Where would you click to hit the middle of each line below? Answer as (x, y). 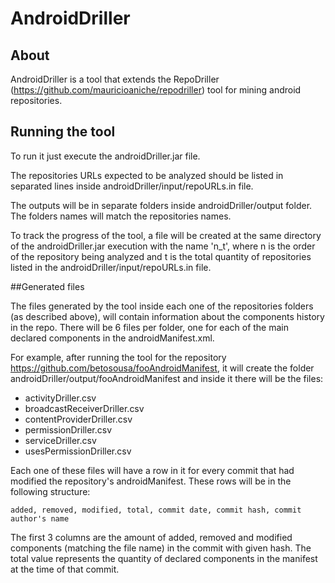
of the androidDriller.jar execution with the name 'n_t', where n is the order (163, 246)
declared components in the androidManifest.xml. (112, 338)
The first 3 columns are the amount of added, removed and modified (151, 537)
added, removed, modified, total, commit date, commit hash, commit (156, 510)
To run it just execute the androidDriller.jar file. (105, 156)
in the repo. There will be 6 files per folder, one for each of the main (149, 327)
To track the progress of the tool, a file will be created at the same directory (166, 235)
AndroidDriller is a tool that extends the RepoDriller (115, 79)
